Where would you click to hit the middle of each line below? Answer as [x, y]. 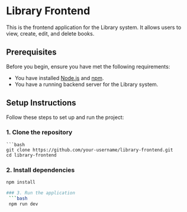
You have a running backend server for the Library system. [86, 84]
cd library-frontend [32, 155]
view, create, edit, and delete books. [50, 33]
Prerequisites [31, 52]
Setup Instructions [41, 103]
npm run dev [23, 204]
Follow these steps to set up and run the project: [65, 117]
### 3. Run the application [41, 193]
